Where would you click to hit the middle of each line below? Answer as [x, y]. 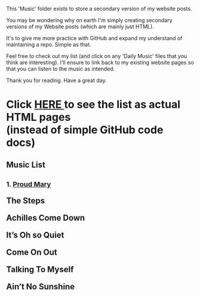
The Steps [26, 201]
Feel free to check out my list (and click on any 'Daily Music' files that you [97, 56]
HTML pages [39, 118]
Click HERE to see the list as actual [93, 105]
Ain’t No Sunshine [41, 286]
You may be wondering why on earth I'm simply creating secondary [90, 20]
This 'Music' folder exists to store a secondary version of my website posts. [99, 9]
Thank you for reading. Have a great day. [57, 80]
